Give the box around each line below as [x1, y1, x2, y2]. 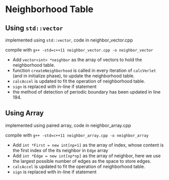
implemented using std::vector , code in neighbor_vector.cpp [5, 37, 133, 43]
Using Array [5, 109, 44, 117]
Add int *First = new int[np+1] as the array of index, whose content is [12, 142, 164, 148]
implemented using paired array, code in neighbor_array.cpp [5, 122, 132, 128]
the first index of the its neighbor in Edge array [12, 147, 108, 153]
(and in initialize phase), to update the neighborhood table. [12, 73, 135, 79]
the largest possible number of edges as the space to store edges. [12, 158, 152, 164]
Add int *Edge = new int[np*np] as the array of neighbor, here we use [12, 153, 161, 159]
